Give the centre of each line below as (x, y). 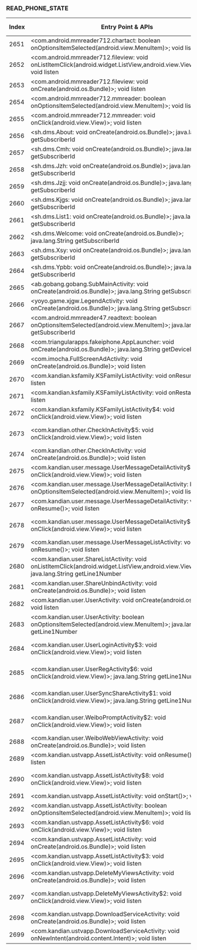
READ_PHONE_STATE (37, 8)
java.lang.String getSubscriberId (75, 241)
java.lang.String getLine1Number (76, 574)
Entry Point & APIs (127, 27)
